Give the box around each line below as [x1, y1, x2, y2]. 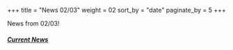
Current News [7, 35, 49, 44]
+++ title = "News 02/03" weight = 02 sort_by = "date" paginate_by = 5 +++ [7, 6, 226, 14]
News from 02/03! [7, 19, 60, 27]
